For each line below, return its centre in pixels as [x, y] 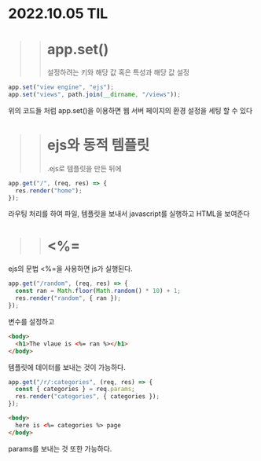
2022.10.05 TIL [58, 14]
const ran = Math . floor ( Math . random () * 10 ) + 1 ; [98, 291]
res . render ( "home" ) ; [49, 190]
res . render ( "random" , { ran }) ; [68, 298]
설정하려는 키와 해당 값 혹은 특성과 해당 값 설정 [118, 72]
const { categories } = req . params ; [75, 390]
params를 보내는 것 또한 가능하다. [60, 448]
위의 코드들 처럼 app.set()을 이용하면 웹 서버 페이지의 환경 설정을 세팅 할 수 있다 [130, 110]
